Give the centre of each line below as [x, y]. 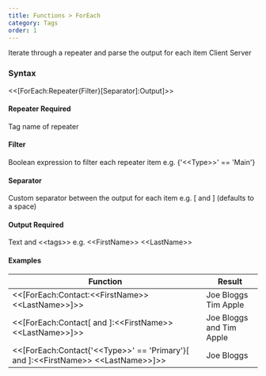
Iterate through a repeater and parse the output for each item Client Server [130, 53]
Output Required [36, 224]
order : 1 [23, 30]
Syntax [22, 74]
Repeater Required [40, 109]
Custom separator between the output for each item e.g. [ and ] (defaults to [131, 198]
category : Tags [33, 23]
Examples [25, 261]
